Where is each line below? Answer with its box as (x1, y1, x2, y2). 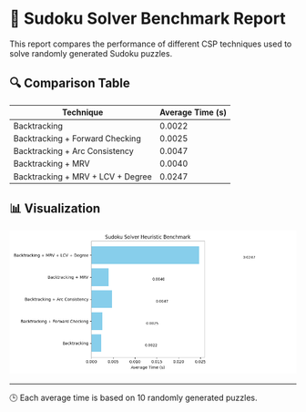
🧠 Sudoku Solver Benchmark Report (9, 8, 287, 29)
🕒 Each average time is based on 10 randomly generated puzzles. (9, 392, 258, 403)
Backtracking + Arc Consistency (13, 146, 134, 156)
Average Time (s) (158, 107, 228, 118)
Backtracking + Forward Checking (13, 132, 141, 144)
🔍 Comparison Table (9, 76, 130, 91)
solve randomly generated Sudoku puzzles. (9, 47, 173, 58)
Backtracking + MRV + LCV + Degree (13, 170, 152, 181)
